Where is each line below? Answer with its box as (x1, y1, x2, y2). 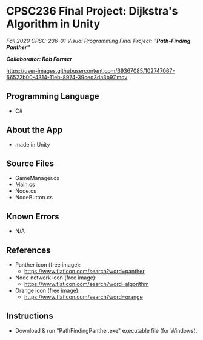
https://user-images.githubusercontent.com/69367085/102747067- (6, 67, 175, 74)
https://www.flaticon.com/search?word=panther (24, 268, 145, 275)
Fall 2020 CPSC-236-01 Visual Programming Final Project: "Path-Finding (6, 37, 191, 44)
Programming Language (6, 91, 100, 101)
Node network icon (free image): (15, 274, 97, 281)
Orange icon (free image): (15, 287, 80, 294)
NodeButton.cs (15, 194, 53, 201)
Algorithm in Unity (6, 17, 101, 31)
